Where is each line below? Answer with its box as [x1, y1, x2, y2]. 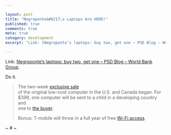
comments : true [5, 26, 38, 31]
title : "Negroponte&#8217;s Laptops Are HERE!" [5, 16, 108, 22]
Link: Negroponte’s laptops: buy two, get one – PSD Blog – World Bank [5, 58, 153, 64]
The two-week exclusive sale [17, 83, 79, 89]
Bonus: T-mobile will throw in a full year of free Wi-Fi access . [17, 115, 146, 121]
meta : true [5, 31, 28, 36]
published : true [5, 21, 40, 26]
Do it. [5, 74, 17, 80]
